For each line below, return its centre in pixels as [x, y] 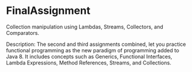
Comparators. [23, 33]
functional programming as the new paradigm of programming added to [93, 50]
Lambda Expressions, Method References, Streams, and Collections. [89, 63]
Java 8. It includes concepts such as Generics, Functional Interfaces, [89, 56]
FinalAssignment [48, 11]
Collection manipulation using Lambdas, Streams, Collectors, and [85, 27]
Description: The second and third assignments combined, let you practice [96, 44]
